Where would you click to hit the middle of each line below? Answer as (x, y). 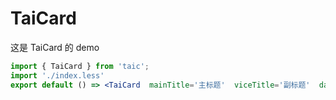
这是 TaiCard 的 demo (55, 47)
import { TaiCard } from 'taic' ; (80, 66)
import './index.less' (57, 75)
